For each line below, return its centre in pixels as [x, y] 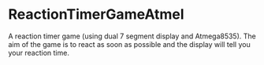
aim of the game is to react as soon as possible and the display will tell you [129, 44]
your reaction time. [39, 52]
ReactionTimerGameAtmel [96, 14]
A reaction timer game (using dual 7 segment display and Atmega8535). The [132, 36]
